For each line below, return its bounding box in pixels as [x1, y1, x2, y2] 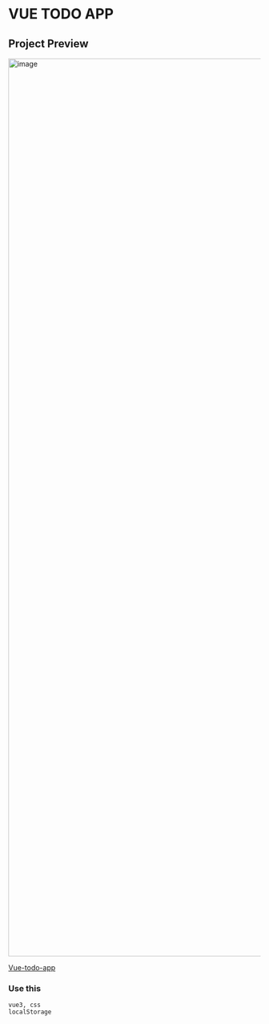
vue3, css [8, 1001, 42, 1010]
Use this [8, 982, 42, 994]
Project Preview [8, 37, 89, 51]
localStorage [8, 1008, 52, 1016]
